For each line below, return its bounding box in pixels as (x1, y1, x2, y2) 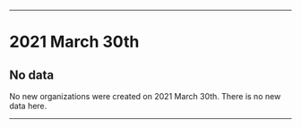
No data (9, 67, 55, 82)
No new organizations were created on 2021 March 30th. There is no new (9, 91, 281, 101)
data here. (9, 100, 47, 111)
